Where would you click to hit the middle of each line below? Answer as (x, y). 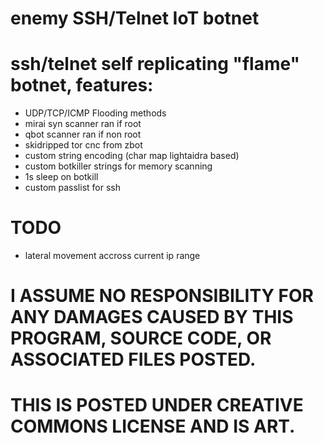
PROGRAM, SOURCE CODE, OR (141, 338)
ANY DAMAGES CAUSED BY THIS (152, 317)
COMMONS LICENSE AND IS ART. (153, 426)
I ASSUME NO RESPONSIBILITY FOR (162, 296)
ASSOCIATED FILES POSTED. (133, 359)
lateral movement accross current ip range (112, 256)
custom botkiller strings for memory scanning (118, 166)
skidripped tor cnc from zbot (83, 145)
